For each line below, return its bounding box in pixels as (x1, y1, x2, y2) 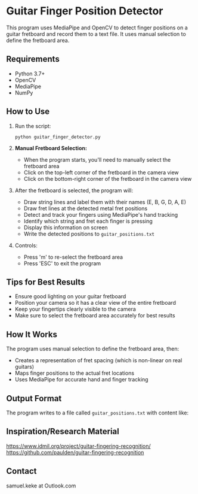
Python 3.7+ (14, 70, 45, 77)
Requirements (6, 54, 60, 64)
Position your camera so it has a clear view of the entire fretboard (14, 299, 177, 307)
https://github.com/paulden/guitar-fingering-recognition (6, 448, 144, 456)
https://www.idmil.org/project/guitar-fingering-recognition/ (6, 442, 151, 450)
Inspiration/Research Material (6, 426, 119, 437)
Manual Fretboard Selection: (14, 144, 88, 151)
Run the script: (14, 122, 51, 129)
